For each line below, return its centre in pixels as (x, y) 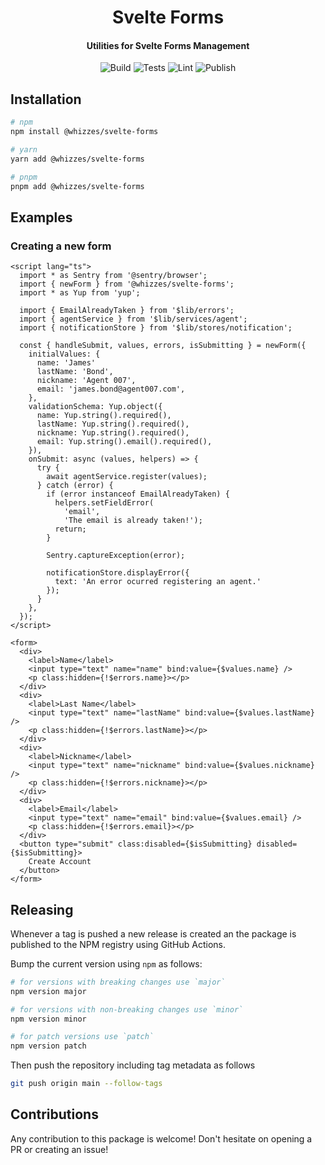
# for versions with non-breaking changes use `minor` (127, 1009)
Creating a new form (61, 246)
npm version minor (48, 1019)
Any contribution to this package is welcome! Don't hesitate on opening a (161, 1138)
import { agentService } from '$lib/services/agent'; (133, 319)
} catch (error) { (75, 486)
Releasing (42, 909)
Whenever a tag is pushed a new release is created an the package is (153, 933)
